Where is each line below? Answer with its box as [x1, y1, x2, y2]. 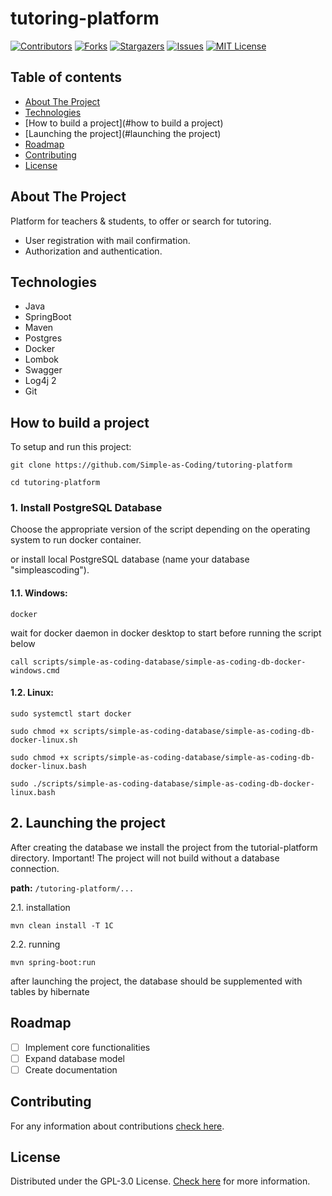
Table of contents [10, 69, 122, 86]
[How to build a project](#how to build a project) [24, 117, 224, 129]
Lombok [24, 353, 60, 366]
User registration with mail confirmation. [24, 234, 191, 246]
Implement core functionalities [24, 1041, 151, 1053]
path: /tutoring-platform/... [10, 882, 135, 894]
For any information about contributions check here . [10, 1120, 225, 1132]
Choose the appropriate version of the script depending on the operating [10, 523, 311, 536]
